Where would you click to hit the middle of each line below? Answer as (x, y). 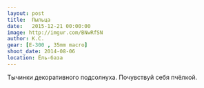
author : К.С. (26, 39)
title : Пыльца (29, 20)
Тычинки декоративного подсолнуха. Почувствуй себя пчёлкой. (102, 77)
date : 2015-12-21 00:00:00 (49, 26)
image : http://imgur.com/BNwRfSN (55, 32)
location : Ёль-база (35, 58)
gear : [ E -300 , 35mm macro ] (48, 45)
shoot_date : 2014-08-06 (41, 52)
